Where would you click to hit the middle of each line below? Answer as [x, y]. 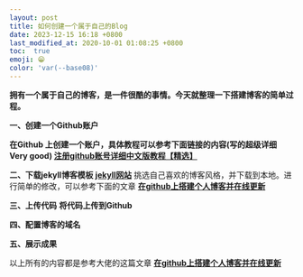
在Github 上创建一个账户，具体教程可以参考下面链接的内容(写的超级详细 [143, 144]
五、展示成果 [33, 244]
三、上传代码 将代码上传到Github [71, 205]
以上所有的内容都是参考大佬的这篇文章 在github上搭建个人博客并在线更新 [145, 263]
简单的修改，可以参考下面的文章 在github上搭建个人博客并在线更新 [141, 186]
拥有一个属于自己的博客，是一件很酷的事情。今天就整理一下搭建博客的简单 [147, 95]
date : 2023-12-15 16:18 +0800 [66, 34]
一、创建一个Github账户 [54, 125]
